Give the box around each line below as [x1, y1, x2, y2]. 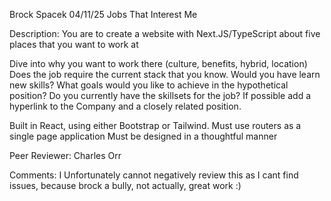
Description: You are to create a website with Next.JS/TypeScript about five [9, 28, 321, 39]
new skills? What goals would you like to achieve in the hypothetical [9, 79, 289, 91]
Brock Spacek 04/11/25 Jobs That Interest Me [9, 9, 198, 20]
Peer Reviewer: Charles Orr [9, 150, 122, 161]
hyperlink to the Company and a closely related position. [9, 100, 242, 112]
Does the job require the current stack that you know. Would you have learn [9, 69, 321, 80]
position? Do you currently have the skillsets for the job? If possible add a [9, 90, 312, 101]
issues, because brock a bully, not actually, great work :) [9, 180, 242, 191]
